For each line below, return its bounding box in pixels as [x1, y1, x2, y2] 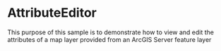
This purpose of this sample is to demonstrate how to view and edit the [7, 28, 214, 36]
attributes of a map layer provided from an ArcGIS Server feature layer [7, 35, 212, 43]
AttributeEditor [7, 5, 97, 21]
